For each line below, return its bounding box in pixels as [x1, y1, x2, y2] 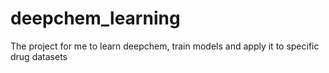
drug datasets [10, 50, 68, 62]
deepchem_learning [10, 7, 181, 30]
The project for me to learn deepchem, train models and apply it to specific [10, 40, 320, 52]
